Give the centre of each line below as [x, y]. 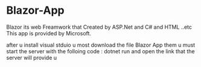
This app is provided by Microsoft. [49, 33]
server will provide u [32, 57]
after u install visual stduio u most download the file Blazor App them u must [101, 45]
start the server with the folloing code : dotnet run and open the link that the [101, 51]
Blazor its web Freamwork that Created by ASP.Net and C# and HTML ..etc [99, 27]
